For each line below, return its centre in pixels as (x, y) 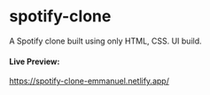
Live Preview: (35, 61)
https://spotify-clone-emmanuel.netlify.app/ (89, 81)
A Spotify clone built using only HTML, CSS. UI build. (105, 41)
